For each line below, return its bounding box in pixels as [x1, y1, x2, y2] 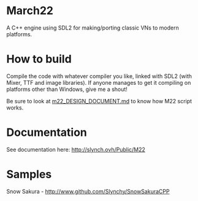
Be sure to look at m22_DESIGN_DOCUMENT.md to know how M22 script [6, 97, 192, 104]
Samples [6, 167, 52, 181]
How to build [6, 52, 72, 66]
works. [6, 104, 24, 111]
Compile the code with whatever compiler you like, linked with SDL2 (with [6, 72, 192, 80]
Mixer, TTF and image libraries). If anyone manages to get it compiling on [6, 79, 191, 86]
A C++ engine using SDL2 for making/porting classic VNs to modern [6, 24, 179, 31]
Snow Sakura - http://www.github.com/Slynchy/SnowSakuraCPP [6, 187, 170, 195]
